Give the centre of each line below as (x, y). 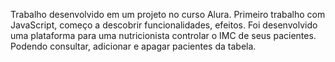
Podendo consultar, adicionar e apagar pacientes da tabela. (133, 46)
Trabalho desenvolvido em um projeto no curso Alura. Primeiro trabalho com (168, 14)
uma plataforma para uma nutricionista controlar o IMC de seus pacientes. (163, 35)
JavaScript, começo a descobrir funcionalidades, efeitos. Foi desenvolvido (164, 25)
